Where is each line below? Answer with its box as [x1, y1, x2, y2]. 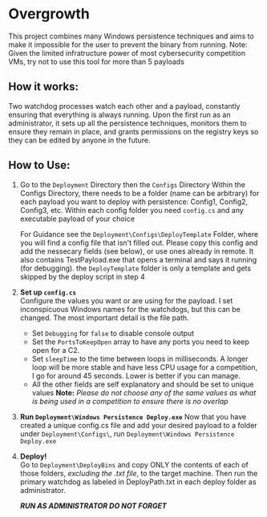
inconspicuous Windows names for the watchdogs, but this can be [19, 304, 241, 314]
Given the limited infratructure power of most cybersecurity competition [8, 48, 246, 58]
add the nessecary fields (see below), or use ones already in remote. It [19, 246, 254, 256]
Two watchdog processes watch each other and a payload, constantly [8, 101, 241, 110]
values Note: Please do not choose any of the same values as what [31, 387, 257, 397]
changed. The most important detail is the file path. [19, 313, 190, 323]
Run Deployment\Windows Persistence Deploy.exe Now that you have [19, 411, 247, 421]
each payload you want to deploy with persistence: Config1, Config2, [19, 197, 249, 206]
